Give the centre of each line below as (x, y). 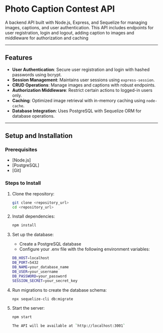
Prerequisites (21, 150)
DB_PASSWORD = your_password (39, 276)
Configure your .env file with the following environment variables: (85, 249)
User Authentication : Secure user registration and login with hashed (81, 70)
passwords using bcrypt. (37, 74)
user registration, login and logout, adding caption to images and (70, 33)
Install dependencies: (33, 216)
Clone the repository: (33, 193)
